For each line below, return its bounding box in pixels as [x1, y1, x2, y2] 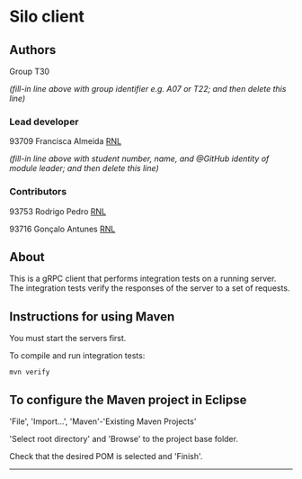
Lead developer [9, 115, 79, 128]
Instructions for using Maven [9, 309, 175, 324]
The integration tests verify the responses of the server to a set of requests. [9, 283, 290, 294]
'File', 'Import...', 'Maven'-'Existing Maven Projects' [9, 416, 197, 427]
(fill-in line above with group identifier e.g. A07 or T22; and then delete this [9, 84, 287, 94]
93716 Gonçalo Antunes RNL [9, 223, 116, 234]
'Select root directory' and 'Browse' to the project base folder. [9, 434, 238, 445]
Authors [9, 42, 57, 58]
